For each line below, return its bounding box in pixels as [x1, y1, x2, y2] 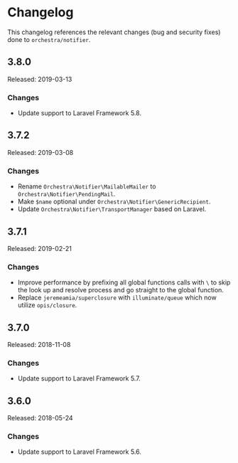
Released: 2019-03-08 [7, 148, 74, 156]
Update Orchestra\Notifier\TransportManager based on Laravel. [17, 205, 207, 213]
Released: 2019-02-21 [7, 244, 72, 252]
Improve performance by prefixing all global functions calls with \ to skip [17, 278, 231, 287]
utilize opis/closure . [17, 301, 77, 309]
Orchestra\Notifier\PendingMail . [17, 190, 116, 198]
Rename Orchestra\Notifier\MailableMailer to [17, 182, 156, 191]
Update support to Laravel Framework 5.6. [17, 447, 142, 456]
